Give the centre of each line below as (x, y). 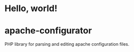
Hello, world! (31, 9)
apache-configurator (48, 31)
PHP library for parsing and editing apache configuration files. (67, 44)
